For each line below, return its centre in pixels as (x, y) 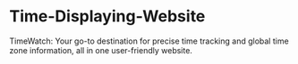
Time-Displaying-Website (107, 16)
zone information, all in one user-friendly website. (101, 50)
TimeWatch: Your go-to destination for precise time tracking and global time (149, 41)
